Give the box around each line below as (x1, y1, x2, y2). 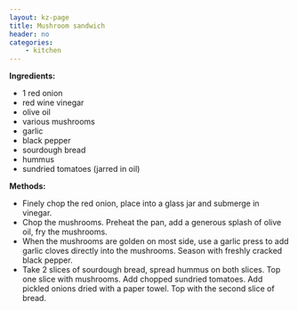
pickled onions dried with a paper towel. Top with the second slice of (21, 283, 275, 294)
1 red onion (21, 88, 63, 99)
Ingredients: (9, 70, 56, 81)
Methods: (9, 181, 46, 192)
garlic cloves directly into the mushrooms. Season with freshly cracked (21, 246, 283, 257)
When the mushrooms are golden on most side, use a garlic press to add (21, 236, 289, 247)
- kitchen (25, 46, 62, 55)
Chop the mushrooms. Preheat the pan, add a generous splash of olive (21, 217, 282, 228)
